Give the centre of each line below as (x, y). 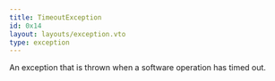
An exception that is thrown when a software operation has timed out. (138, 68)
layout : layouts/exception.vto (68, 34)
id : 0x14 (26, 26)
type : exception (39, 42)
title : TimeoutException (56, 17)
